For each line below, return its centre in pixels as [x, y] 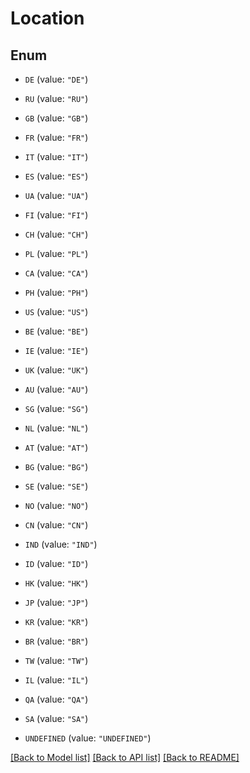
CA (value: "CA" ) [56, 273]
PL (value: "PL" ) [56, 253]
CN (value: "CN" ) [56, 525]
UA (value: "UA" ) [56, 195]
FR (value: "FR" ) [56, 137]
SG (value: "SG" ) [56, 408]
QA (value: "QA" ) [56, 699]
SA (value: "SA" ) [56, 718]
